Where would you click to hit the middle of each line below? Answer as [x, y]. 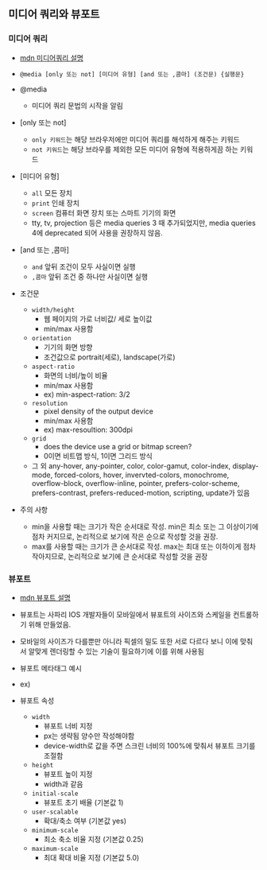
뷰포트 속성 [37, 700]
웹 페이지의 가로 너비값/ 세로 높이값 [98, 318]
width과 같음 [63, 784]
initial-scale [55, 794]
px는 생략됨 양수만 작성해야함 [89, 736]
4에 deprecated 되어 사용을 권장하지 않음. [97, 232]
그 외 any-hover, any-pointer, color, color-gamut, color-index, [131, 466]
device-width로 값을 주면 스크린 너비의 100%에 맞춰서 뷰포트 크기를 [149, 745]
